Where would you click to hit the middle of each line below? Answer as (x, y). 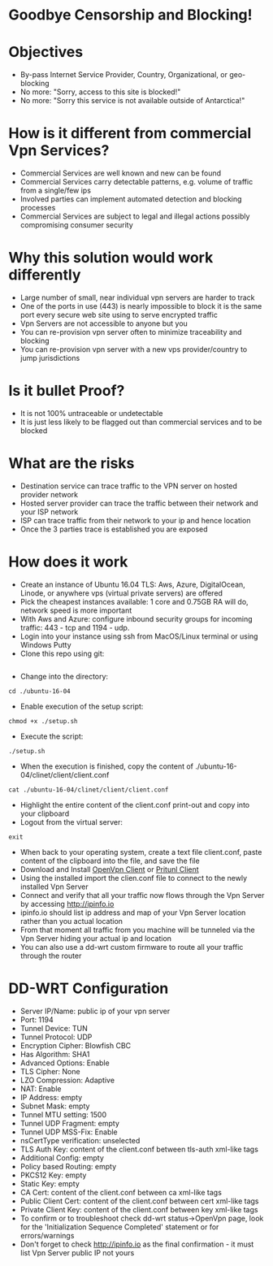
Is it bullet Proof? (67, 391)
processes (38, 208)
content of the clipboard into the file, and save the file (110, 861)
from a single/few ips (56, 191)
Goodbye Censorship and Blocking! (131, 15)
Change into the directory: (64, 676)
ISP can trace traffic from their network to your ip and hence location (135, 520)
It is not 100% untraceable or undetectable (91, 413)
